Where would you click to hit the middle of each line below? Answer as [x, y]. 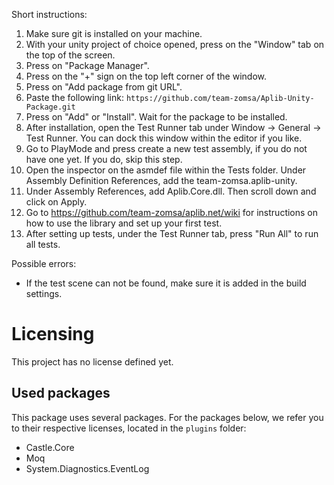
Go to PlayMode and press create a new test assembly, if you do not [166, 148]
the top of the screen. [70, 55]
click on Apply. [56, 202]
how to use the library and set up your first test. [124, 223]
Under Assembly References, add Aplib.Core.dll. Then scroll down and [171, 191]
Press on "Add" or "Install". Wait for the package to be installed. [156, 117]
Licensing [53, 334]
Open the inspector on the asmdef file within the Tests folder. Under [166, 170]
